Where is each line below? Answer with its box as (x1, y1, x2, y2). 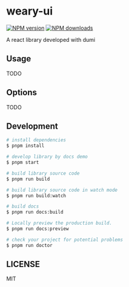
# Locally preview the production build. (6, 220, 113, 226)
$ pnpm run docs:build (6, 209, 64, 215)
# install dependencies (6, 137, 67, 143)
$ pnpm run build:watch (6, 192, 67, 198)
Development (6, 121, 59, 131)
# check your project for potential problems (6, 237, 123, 243)
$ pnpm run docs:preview (6, 226, 69, 232)
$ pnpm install (6, 143, 45, 149)
